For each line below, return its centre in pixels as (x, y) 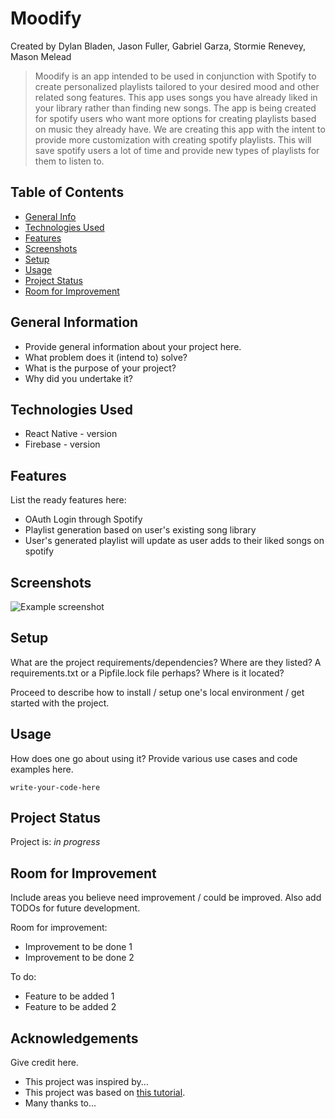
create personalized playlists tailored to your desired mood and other (177, 86)
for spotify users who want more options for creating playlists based (175, 118)
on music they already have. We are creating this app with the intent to (180, 129)
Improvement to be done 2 (79, 958)
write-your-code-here (55, 787)
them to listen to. (69, 161)
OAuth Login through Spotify (83, 519)
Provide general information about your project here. (133, 346)
